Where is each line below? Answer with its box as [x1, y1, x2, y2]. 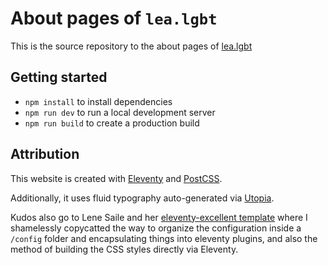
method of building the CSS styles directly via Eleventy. [10, 243, 239, 255]
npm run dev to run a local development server [24, 106, 216, 118]
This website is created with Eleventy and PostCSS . [10, 172, 223, 184]
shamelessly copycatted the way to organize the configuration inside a [10, 222, 302, 234]
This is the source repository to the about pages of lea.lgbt [10, 40, 253, 52]
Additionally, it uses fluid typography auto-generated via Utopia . [10, 192, 275, 204]
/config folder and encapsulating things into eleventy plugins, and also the [10, 232, 318, 244]
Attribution [10, 146, 80, 163]
